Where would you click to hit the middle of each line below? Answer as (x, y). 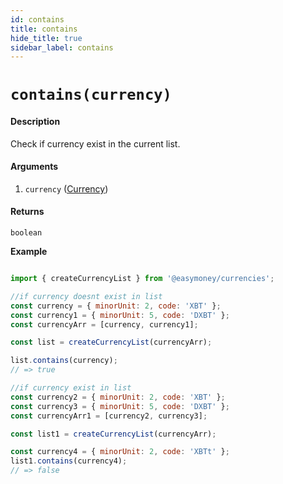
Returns (27, 212)
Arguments (34, 167)
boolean (26, 233)
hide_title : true (46, 38)
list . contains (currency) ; (64, 361)
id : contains (37, 19)
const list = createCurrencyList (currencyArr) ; (111, 342)
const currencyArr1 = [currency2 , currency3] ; (109, 416)
